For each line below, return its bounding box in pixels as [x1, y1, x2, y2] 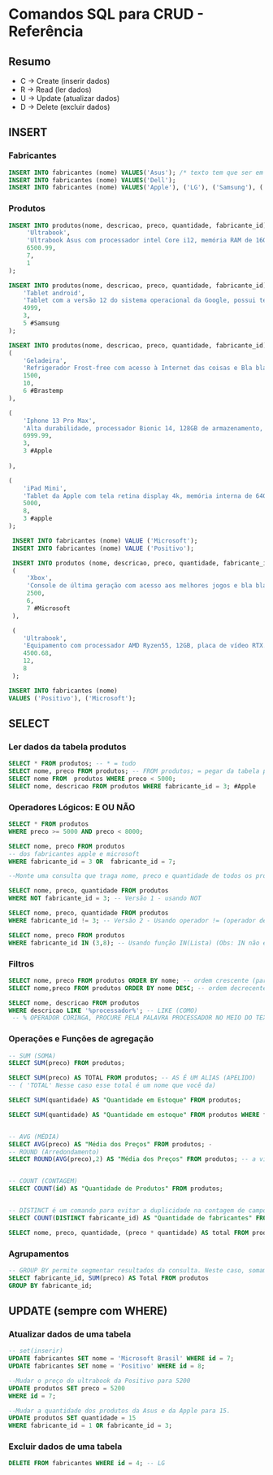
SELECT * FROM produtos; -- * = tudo [8, 760, 136, 768]
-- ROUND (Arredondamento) [8, 1148, 100, 1156]
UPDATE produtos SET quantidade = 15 [8, 1414, 136, 1422]
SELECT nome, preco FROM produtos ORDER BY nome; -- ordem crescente [8, 976, 249, 984]
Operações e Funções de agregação [8, 1033, 154, 1045]
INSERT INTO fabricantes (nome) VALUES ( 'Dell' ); [8, 176, 176, 184]
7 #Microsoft [26, 604, 71, 613]
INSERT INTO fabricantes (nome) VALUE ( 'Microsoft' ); [11, 536, 198, 545]
